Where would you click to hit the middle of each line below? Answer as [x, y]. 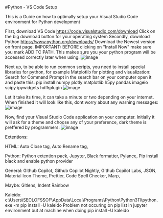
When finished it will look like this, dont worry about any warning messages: [82, 102]
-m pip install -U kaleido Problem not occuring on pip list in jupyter [81, 205]
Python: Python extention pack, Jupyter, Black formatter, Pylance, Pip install [82, 156]
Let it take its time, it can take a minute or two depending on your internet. [80, 97]
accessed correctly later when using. [42, 57]
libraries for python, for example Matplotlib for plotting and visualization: [78, 72]
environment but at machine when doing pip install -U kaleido [67, 210]
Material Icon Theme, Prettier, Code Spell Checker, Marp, [63, 176]
